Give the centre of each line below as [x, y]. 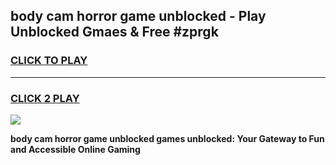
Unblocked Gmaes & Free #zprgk [114, 32]
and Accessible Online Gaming [75, 149]
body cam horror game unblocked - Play [138, 16]
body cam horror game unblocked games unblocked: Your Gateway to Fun [167, 138]
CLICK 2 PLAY [45, 98]
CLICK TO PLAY [49, 61]
